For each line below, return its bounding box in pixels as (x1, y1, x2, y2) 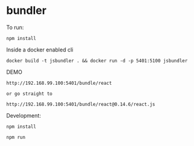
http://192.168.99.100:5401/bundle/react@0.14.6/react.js (6, 101, 155, 107)
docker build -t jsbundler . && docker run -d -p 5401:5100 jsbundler (6, 58, 188, 64)
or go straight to (6, 90, 53, 97)
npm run (6, 134, 26, 140)
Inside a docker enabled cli (6, 46, 74, 53)
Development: (6, 111, 41, 119)
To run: (6, 24, 24, 31)
